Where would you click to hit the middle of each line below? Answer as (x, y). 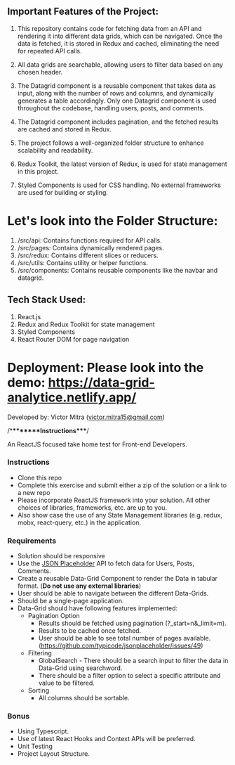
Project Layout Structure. (53, 754)
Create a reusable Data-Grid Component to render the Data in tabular (117, 579)
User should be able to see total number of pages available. (125, 638)
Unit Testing (35, 746)
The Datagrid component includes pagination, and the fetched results (118, 122)
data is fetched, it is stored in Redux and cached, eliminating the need (118, 43)
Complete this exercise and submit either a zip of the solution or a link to (122, 485)
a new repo (34, 492)
